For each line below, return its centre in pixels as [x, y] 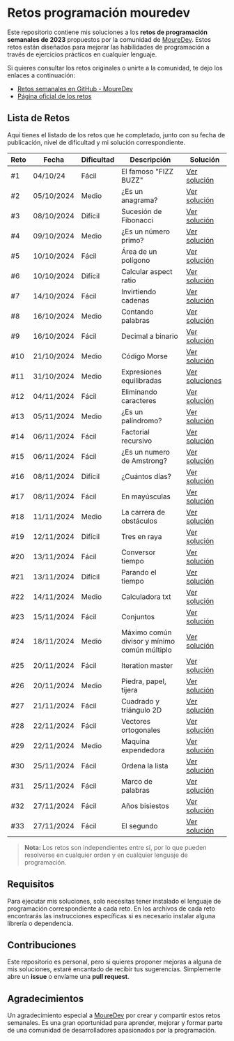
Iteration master [147, 665]
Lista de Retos [39, 118]
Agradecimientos [46, 998]
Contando [137, 312]
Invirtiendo [139, 291]
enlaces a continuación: [41, 75]
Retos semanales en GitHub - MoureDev [75, 89]
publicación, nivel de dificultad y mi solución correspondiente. [96, 142]
